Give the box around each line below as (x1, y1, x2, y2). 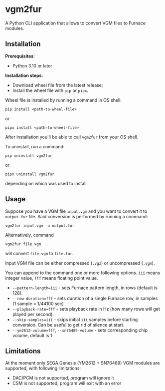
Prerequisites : (5, 53, 35, 59)
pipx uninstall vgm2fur (5, 171, 55, 177)
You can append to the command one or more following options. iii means (5, 270, 161, 276)
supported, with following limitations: (5, 366, 81, 372)
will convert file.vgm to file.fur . (5, 250, 74, 256)
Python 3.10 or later (12, 62, 52, 68)
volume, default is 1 (12, 332, 52, 338)
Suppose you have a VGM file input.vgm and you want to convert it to (5, 208, 148, 214)
